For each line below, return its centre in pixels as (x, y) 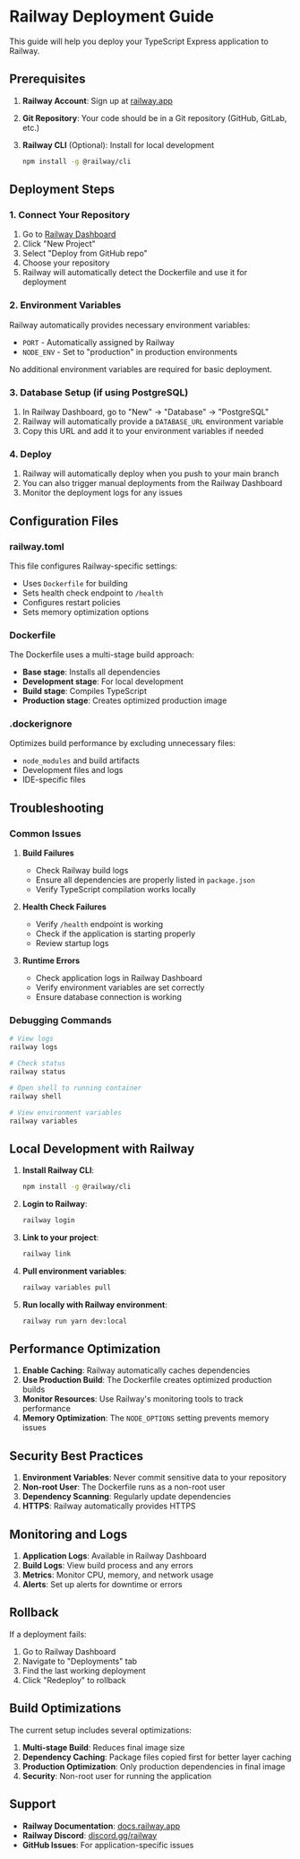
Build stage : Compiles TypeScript (85, 691)
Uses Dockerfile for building (75, 583)
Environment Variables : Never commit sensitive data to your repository (154, 1478)
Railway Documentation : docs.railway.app (101, 1826)
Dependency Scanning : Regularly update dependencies (126, 1497)
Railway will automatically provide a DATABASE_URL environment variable (153, 421)
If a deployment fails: (48, 1634)
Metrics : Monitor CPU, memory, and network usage (118, 1575)
